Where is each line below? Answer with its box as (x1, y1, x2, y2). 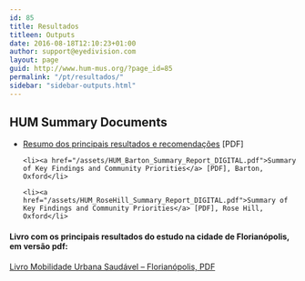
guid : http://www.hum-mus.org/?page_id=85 (9, 65, 173, 74)
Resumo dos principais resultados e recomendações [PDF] (22, 138, 244, 150)
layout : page (9, 55, 59, 65)
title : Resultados (9, 22, 79, 31)
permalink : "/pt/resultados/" (9, 73, 125, 82)
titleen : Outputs (9, 30, 76, 39)
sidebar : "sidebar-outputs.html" (9, 81, 137, 90)
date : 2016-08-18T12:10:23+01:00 (9, 38, 137, 48)
